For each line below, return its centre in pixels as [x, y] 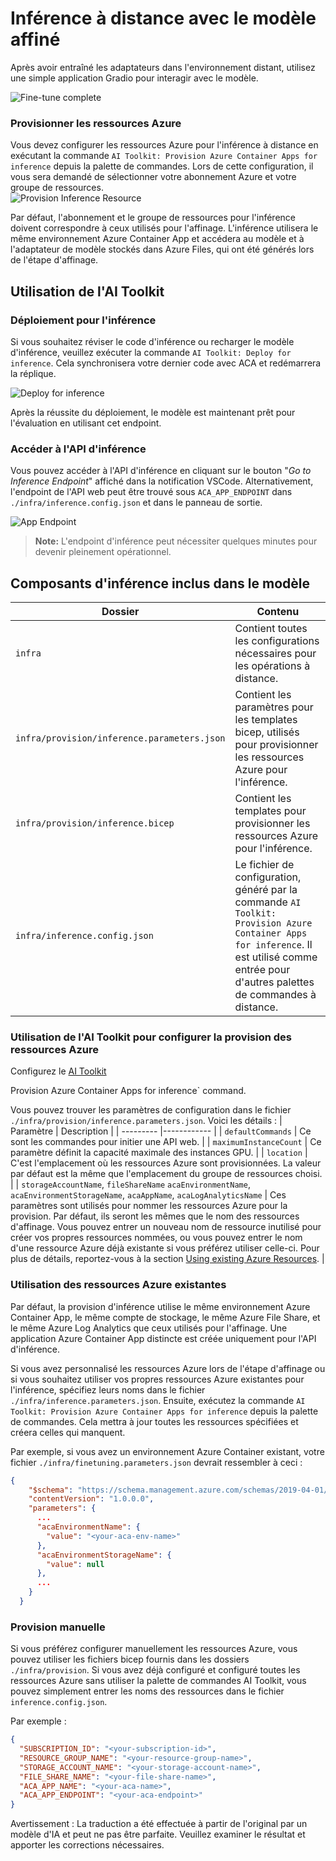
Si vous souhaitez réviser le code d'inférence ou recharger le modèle [152, 341]
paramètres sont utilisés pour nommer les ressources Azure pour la [149, 1206]
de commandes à [275, 995]
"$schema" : [51, 1490]
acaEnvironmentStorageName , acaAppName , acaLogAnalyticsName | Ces [148, 1195]
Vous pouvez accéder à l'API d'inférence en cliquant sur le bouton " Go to [161, 471]
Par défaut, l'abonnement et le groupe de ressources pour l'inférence [153, 218]
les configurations [277, 641]
